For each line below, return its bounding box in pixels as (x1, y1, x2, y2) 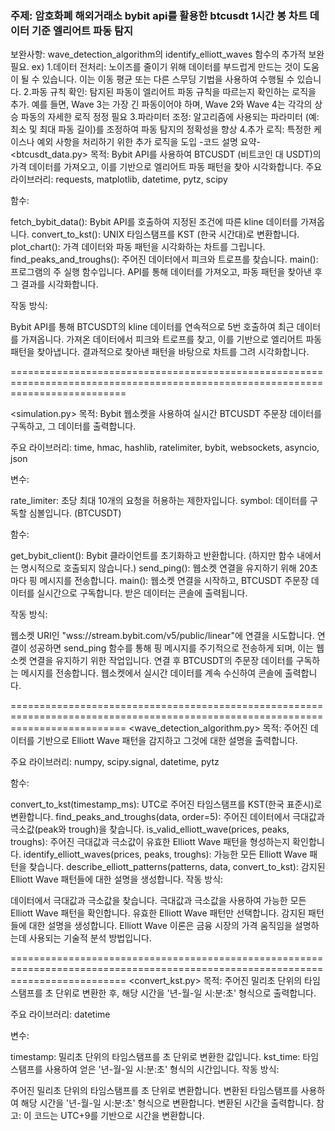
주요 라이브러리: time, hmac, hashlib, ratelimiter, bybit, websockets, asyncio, (10, 442, 320, 454)
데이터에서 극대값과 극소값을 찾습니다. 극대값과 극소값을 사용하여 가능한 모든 (10, 895, 307, 907)
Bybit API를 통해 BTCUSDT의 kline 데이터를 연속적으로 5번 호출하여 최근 (10, 321, 295, 333)
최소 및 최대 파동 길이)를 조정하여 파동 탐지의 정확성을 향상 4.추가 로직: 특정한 (10, 123, 312, 136)
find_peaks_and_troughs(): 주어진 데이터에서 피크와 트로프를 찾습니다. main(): (10, 253, 319, 266)
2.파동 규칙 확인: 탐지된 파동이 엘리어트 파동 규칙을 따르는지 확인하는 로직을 (23, 86, 317, 98)
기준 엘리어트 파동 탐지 (31, 23, 134, 37)
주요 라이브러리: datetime (10, 1008, 111, 1021)
